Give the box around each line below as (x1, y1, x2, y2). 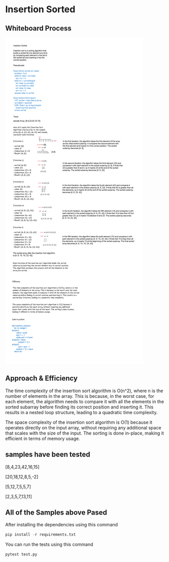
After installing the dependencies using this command (5, 522, 118, 528)
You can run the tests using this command (5, 542, 93, 548)
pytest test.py (5, 552, 38, 557)
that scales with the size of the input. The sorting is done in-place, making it (5, 430, 164, 436)
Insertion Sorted (5, 4, 76, 15)
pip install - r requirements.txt (5, 532, 76, 538)
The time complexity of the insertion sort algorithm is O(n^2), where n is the (5, 388, 163, 394)
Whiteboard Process (5, 24, 72, 33)
